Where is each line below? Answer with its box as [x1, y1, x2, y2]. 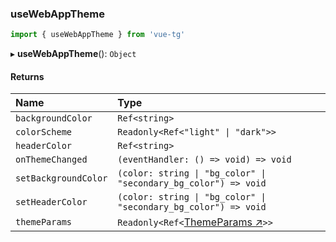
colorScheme [15, 127, 73, 138]
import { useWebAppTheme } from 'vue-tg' [10, 30, 186, 40]
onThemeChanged [15, 154, 88, 166]
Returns [10, 70, 45, 82]
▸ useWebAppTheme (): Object [10, 48, 137, 60]
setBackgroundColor [15, 173, 108, 184]
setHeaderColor [15, 197, 88, 208]
